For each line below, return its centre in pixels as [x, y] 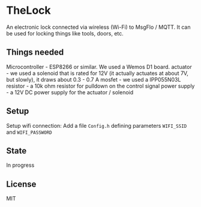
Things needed [35, 52]
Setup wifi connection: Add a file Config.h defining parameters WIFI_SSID [97, 125]
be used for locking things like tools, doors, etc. [65, 33]
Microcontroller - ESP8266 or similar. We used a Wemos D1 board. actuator [99, 67]
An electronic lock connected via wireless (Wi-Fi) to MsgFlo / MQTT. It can [98, 27]
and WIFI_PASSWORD [29, 132]
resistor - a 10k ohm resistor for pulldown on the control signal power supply [100, 86]
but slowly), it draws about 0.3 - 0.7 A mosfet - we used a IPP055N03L [94, 79]
